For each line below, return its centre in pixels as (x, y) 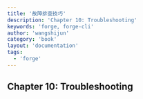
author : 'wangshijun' (38, 33)
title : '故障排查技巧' (37, 13)
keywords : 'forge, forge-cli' (51, 26)
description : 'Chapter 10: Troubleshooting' (72, 20)
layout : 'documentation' (43, 46)
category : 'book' (32, 39)
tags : (15, 53)
